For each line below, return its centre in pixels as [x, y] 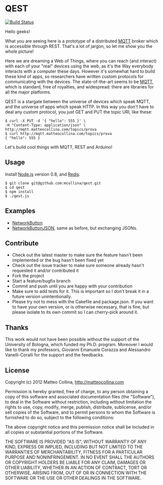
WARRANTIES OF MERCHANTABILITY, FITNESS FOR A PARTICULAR [74, 452]
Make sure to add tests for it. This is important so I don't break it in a [81, 291]
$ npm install [19, 192]
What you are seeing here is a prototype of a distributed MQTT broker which [82, 41]
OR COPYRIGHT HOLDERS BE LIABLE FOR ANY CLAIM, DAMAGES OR [75, 462]
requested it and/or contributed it [45, 271]
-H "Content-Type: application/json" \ [45, 125]
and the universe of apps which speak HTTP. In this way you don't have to [80, 107]
